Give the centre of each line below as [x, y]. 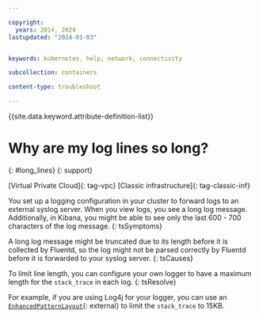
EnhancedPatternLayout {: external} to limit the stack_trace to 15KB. [116, 305]
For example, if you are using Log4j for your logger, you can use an [118, 297]
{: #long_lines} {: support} [50, 170]
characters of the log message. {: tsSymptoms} [85, 225]
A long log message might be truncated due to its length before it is [118, 241]
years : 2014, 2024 [46, 30]
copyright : [26, 22]
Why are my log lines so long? [109, 148]
